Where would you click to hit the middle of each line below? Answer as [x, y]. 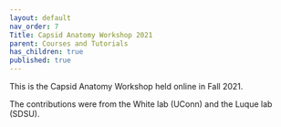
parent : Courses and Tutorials [69, 43]
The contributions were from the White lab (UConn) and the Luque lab [141, 104]
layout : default [40, 18]
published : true [40, 60]
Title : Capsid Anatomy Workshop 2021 [81, 35]
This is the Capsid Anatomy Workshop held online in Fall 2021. [126, 86]
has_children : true [47, 52]
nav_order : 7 [34, 26]
